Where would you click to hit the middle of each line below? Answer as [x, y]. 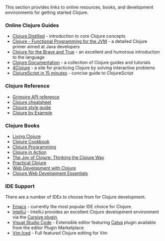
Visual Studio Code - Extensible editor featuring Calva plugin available [84, 223]
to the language [28, 57]
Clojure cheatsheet [32, 102]
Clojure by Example [32, 113]
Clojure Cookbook [31, 142]
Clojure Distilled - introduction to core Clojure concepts [69, 36]
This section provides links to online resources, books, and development [79, 7]
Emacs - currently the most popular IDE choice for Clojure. [72, 207]
